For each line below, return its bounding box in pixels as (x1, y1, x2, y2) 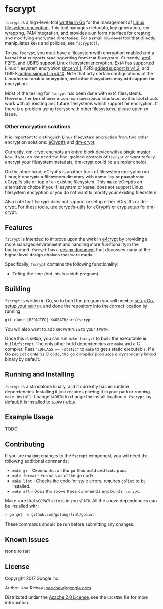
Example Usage (5, 413, 54, 421)
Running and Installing (5, 371, 74, 379)
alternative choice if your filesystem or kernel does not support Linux (5, 184, 144, 190)
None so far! (5, 548, 30, 554)
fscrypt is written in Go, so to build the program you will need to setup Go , (5, 297, 154, 303)
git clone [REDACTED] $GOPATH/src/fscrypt (5, 317, 92, 322)
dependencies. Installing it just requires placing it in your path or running (5, 389, 150, 394)
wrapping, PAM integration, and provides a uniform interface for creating (5, 30, 151, 36)
